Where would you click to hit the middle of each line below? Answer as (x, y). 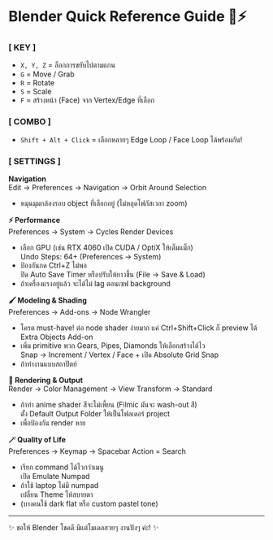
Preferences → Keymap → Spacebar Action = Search (97, 451)
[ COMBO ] (30, 122)
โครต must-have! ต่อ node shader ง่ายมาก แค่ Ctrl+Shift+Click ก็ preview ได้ (139, 328)
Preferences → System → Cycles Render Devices (91, 232)
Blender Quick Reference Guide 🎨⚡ (128, 17)
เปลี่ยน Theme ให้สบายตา (56, 494)
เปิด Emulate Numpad (55, 477)
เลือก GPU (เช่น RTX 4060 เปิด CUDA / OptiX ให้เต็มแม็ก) (106, 248)
